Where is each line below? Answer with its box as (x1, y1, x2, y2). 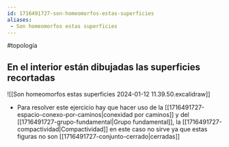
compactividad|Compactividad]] (16, 125, 108, 133)
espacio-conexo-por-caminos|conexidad (16, 111, 133, 119)
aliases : (7, 16, 32, 23)
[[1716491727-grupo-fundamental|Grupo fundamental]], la (16, 118, 181, 126)
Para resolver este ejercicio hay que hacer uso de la (16, 103, 164, 111)
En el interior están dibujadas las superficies (7, 61, 200, 72)
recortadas (7, 72, 55, 83)
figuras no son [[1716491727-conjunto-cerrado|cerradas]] (16, 133, 180, 141)
